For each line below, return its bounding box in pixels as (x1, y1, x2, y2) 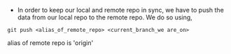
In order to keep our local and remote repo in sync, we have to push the (17, 6, 224, 14)
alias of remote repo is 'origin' (7, 39, 94, 47)
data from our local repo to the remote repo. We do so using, (17, 13, 192, 21)
